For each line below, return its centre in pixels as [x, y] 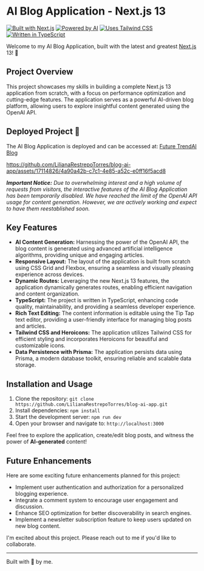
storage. [25, 365]
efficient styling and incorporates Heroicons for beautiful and [91, 339]
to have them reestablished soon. [48, 209]
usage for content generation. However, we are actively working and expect [102, 202]
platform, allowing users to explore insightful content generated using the [98, 106]
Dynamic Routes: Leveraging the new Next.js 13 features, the [92, 281]
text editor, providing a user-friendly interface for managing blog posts [103, 320]
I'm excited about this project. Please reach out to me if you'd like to [91, 538]
